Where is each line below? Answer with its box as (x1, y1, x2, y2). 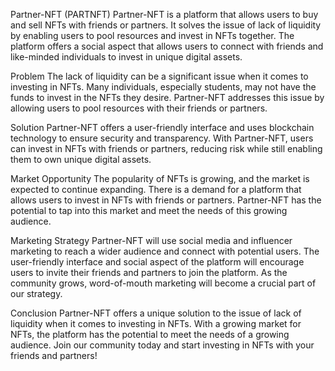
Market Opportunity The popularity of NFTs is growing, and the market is (10, 173, 310, 184)
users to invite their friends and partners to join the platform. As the (10, 267, 288, 278)
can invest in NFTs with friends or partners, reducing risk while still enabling (10, 143, 323, 154)
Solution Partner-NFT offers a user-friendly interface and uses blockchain (10, 122, 315, 133)
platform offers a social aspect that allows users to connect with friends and (10, 40, 324, 52)
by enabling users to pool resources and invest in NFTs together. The (10, 30, 295, 41)
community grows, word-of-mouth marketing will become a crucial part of (10, 277, 317, 289)
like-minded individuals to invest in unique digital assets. (10, 51, 243, 63)
